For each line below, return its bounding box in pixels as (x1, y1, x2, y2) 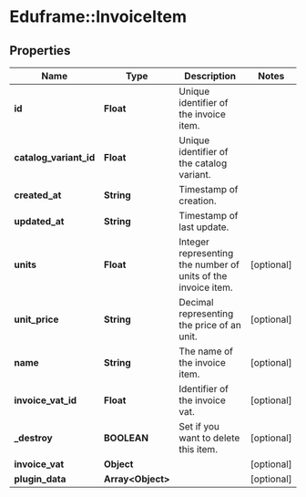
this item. (178, 443, 219, 455)
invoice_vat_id (14, 394, 77, 407)
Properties (9, 43, 71, 58)
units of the (178, 270, 228, 282)
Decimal (178, 296, 214, 308)
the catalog (178, 157, 228, 170)
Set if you (178, 420, 220, 432)
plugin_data (14, 472, 66, 485)
